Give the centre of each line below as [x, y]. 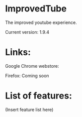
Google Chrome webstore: [32, 66]
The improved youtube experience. [41, 22]
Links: [18, 52]
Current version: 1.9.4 [27, 32]
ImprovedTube [36, 9]
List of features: [39, 96]
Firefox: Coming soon [27, 76]
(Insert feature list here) [29, 110]
